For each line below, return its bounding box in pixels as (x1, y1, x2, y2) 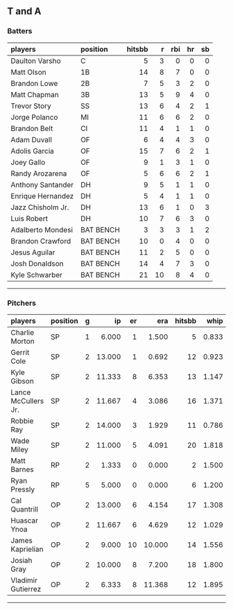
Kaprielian (10, 544, 44, 554)
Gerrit (10, 347, 30, 357)
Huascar (10, 516, 39, 525)
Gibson (10, 376, 35, 385)
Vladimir (10, 575, 38, 585)
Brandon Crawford (10, 236, 71, 245)
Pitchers (7, 298, 37, 308)
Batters (7, 26, 33, 36)
